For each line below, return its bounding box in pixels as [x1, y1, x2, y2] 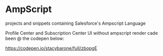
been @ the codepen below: [5, 35, 64, 41]
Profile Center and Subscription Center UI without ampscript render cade [5, 30, 158, 36]
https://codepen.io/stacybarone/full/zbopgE [5, 45, 97, 51]
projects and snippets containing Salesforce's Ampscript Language [5, 20, 146, 26]
